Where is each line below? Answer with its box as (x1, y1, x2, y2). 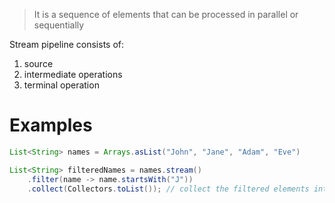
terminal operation (23, 79, 100, 91)
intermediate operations (23, 69, 123, 80)
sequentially (33, 19, 85, 31)
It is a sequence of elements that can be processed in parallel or (33, 9, 299, 20)
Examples (9, 114, 93, 137)
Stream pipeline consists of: (9, 39, 125, 50)
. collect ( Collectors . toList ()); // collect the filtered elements (27, 184, 310, 194)
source (23, 58, 54, 69)
